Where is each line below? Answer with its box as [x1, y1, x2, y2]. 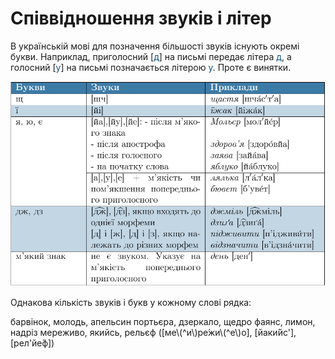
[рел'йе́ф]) [10, 337, 55, 349]
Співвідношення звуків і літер [10, 7, 272, 30]
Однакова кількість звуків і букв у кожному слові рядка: [10, 297, 252, 309]
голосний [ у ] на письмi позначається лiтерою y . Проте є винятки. [10, 61, 292, 73]
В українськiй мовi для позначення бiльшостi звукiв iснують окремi [10, 40, 300, 52]
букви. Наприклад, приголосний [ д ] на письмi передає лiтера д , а [10, 50, 292, 62]
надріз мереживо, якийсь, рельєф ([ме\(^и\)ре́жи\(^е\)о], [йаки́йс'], [10, 327, 297, 339]
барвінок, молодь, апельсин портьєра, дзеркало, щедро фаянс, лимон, [10, 316, 316, 328]
